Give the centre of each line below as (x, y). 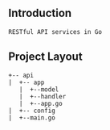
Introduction (40, 13)
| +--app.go (41, 103)
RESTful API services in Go (55, 31)
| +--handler (43, 96)
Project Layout (45, 57)
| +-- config (32, 111)
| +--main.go (32, 117)
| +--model (39, 89)
